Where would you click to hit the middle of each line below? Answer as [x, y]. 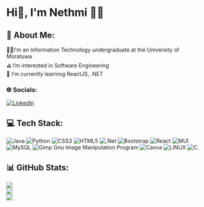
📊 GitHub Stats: [38, 167]
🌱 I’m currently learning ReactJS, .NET [55, 74]
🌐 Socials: [22, 89]
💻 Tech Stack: [35, 123]
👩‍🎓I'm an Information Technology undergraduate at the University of [93, 50]
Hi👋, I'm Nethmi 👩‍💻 [55, 13]
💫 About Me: [31, 35]
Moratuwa [19, 56]
